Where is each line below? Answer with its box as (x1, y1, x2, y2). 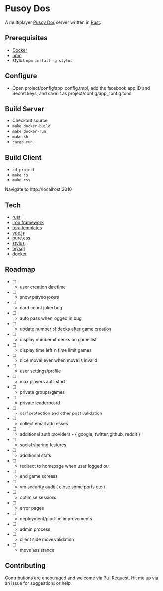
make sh (12, 134, 28, 139)
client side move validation (19, 536, 74, 542)
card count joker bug (19, 304, 63, 310)
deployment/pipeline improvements (19, 515, 93, 521)
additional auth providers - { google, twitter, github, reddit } (19, 431, 140, 437)
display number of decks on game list (19, 336, 97, 342)
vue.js (12, 230, 25, 236)
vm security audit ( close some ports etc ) (19, 484, 105, 490)
